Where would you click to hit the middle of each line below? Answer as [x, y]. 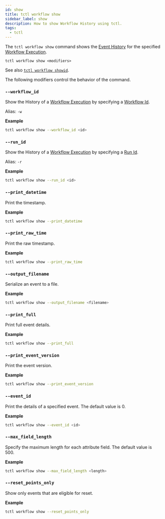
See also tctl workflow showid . [37, 70]
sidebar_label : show [26, 19]
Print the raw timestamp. [30, 243]
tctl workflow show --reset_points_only [47, 512]
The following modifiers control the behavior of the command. [68, 80]
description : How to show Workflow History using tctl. [64, 23]
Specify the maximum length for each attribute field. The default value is [79, 447]
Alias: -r [14, 162]
